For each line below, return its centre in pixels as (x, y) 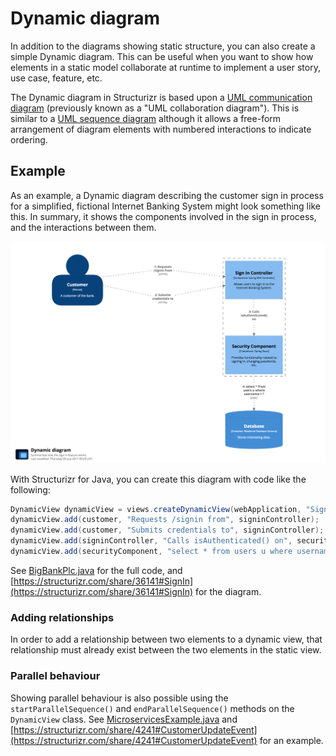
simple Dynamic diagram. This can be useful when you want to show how (162, 56)
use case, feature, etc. (56, 78)
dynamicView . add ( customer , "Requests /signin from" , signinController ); (165, 520)
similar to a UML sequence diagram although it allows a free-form (146, 118)
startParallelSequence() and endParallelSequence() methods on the (152, 708)
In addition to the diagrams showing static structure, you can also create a (163, 46)
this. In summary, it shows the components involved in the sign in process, (163, 216)
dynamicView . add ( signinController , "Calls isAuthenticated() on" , (151, 541)
